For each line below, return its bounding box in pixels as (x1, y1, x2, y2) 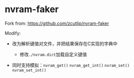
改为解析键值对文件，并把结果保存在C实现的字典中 (12, 41, 118, 47)
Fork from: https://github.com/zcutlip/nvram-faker (5, 20, 109, 26)
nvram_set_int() (12, 67, 47, 73)
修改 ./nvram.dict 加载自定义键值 (19, 51, 87, 57)
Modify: (5, 30, 21, 36)
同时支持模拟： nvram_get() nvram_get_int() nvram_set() (12, 62, 130, 68)
